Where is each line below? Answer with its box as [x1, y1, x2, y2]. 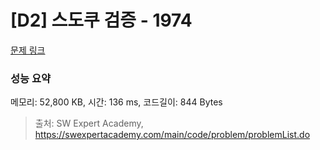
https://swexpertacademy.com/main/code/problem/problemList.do [34, 129, 311, 141]
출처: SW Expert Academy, [34, 117, 144, 130]
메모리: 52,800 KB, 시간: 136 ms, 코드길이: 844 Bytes [10, 96, 223, 108]
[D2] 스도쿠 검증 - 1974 [10, 9, 193, 32]
